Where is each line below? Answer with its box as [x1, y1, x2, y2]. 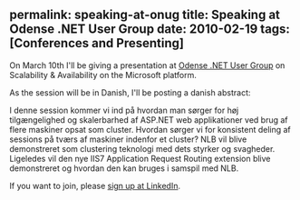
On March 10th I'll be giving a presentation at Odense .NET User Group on [9, 59, 285, 71]
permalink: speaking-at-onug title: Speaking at [9, 7, 281, 23]
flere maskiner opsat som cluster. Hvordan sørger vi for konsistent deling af [9, 124, 292, 135]
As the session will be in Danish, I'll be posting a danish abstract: [9, 86, 251, 98]
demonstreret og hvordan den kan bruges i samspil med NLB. [9, 163, 239, 174]
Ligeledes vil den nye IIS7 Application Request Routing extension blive [9, 153, 271, 164]
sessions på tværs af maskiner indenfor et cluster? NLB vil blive [9, 134, 247, 145]
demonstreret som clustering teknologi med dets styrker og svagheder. [9, 143, 276, 154]
